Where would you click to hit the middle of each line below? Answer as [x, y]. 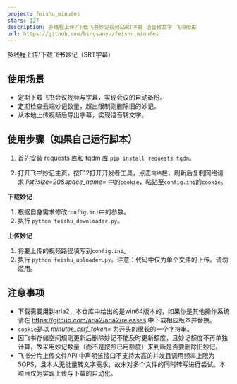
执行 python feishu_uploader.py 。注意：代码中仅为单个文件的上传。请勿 [123, 260]
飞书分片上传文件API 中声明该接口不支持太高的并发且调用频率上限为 [116, 355]
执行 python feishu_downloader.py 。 [71, 221]
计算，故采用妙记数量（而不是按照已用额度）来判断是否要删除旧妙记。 [120, 347]
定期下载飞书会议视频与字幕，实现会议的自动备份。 [92, 98]
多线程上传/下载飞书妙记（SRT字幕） [61, 54]
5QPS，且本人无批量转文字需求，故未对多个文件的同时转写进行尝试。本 [121, 364]
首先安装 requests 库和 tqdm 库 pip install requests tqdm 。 [106, 158]
